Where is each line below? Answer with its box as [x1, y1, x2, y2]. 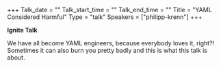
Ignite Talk [7, 26, 38, 34]
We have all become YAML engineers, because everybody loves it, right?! [7, 39, 215, 47]
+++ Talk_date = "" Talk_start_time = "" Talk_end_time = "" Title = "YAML [7, 6, 212, 14]
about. [7, 53, 25, 62]
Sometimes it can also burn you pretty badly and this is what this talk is [7, 47, 207, 54]
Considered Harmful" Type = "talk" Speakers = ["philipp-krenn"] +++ [7, 13, 203, 21]
